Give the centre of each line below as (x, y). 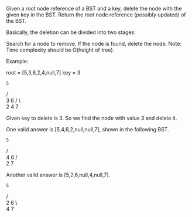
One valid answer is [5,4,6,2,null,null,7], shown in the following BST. (88, 129)
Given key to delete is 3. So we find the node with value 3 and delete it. (92, 118)
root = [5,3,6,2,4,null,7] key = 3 (43, 72)
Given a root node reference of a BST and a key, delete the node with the (94, 9)
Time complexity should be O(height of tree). (60, 50)
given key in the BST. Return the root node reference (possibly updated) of (96, 15)
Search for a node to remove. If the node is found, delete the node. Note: (94, 44)
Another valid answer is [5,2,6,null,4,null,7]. (58, 175)
